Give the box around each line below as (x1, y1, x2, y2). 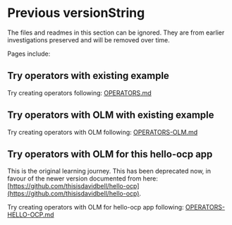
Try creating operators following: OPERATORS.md (7, 88, 152, 97)
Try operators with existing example (7, 70, 169, 82)
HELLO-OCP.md (7, 210, 54, 219)
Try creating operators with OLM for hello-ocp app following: (7, 203, 185, 212)
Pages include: (7, 49, 51, 58)
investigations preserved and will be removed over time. (7, 35, 171, 44)
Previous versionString (7, 5, 145, 21)
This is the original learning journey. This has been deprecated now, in (7, 167, 212, 176)
